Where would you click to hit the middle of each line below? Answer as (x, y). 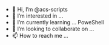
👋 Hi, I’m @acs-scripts (40, 9)
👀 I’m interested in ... (38, 16)
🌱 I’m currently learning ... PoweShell (58, 22)
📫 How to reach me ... (40, 36)
